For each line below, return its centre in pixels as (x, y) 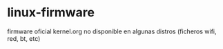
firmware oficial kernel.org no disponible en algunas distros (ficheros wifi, (112, 31)
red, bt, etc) (24, 38)
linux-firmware (51, 13)
